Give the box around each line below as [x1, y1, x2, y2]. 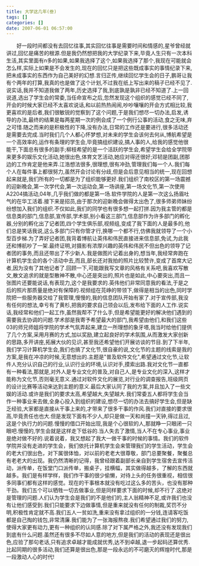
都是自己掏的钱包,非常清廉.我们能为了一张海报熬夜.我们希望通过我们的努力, [6, 516, 189, 523]
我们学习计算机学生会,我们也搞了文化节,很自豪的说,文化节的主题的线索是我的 [6, 346, 192, 353]
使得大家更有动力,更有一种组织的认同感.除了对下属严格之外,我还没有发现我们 [6, 524, 192, 531]
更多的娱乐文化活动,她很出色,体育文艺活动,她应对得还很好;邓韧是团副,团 [11, 154, 185, 161]
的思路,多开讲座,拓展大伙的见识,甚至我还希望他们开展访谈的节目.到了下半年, [6, 338, 191, 346]
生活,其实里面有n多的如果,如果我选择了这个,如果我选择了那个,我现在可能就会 [6, 57, 192, 64]
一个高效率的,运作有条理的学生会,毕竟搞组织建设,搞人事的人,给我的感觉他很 [6, 139, 189, 146]
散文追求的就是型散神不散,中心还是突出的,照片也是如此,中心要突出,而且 [12, 272, 185, 279]
